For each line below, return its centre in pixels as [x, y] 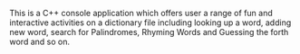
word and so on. [40, 41]
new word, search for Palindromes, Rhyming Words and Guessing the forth [149, 32]
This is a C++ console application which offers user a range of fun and [141, 13]
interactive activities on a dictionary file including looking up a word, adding [150, 22]
